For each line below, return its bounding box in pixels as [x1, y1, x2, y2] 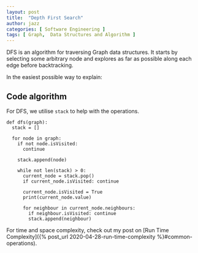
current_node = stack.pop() [22, 173, 95, 179]
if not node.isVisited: [17, 140, 78, 147]
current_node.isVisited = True [22, 189, 103, 195]
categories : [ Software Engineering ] [6, 26, 105, 32]
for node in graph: [12, 135, 62, 142]
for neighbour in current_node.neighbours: [22, 205, 136, 211]
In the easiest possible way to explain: [6, 74, 102, 81]
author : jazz [6, 20, 40, 26]
